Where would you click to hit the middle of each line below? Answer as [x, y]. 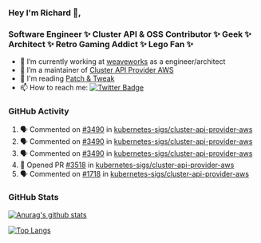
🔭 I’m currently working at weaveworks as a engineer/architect [123, 62]
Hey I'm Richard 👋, [45, 13]
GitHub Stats [34, 197]
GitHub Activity [39, 111]
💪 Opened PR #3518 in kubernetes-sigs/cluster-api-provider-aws [127, 165]
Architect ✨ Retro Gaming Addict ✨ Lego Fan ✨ [101, 44]
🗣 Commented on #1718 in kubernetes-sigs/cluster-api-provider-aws [134, 173]
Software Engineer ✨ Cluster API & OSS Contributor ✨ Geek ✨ [130, 34]
